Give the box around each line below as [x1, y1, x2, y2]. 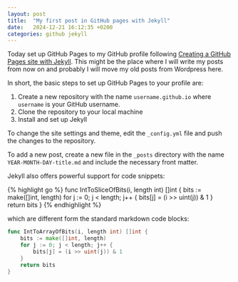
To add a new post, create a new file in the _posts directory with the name [7, 150, 224, 159]
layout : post [7, 10, 46, 18]
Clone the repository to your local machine [17, 108, 143, 116]
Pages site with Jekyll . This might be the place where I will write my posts [7, 58, 224, 66]
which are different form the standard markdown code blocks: [7, 214, 190, 223]
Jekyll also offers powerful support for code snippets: [7, 172, 165, 180]
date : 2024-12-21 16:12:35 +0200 [7, 23, 113, 31]
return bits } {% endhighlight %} [7, 201, 102, 209]
